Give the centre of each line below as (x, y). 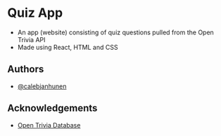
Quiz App (35, 13)
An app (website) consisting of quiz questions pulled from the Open (116, 32)
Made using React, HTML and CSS (68, 47)
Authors (26, 69)
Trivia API (31, 39)
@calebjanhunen (42, 86)
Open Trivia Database (49, 125)
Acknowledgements (52, 108)
